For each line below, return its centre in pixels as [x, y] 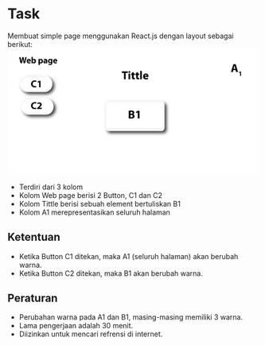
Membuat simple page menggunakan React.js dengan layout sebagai [121, 36]
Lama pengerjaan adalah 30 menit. [76, 326]
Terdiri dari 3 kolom [51, 187]
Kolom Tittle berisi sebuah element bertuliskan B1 [99, 204]
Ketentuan [34, 237]
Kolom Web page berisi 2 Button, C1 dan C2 [91, 195]
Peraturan [33, 298]
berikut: [20, 44]
